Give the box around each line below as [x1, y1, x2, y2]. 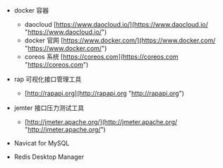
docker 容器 [13, 6, 49, 14]
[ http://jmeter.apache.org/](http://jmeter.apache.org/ [24, 118, 178, 126]
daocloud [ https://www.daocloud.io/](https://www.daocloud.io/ [24, 20, 208, 28]
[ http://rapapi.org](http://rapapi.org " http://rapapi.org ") [24, 89, 185, 97]
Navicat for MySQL [13, 139, 70, 147]
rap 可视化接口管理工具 [13, 75, 82, 83]
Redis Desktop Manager [13, 152, 85, 161]
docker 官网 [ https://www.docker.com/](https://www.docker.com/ [24, 36, 216, 44]
